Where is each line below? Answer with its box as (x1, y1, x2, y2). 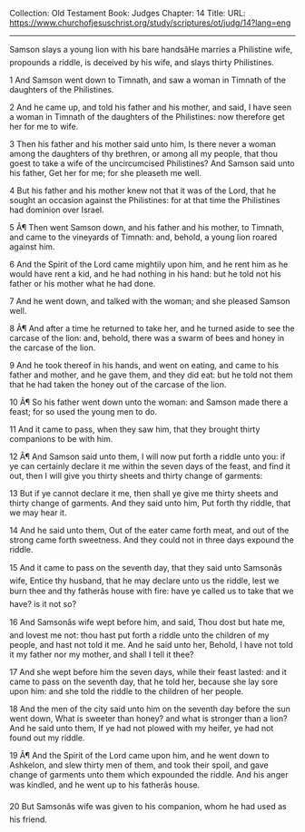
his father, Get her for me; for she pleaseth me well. (9, 168, 202, 178)
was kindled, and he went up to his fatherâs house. (9, 779, 201, 790)
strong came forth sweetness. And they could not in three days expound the (9, 534, 295, 545)
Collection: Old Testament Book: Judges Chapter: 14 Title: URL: (9, 8, 246, 18)
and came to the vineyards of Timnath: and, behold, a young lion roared (9, 231, 278, 242)
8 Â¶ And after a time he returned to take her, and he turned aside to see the (9, 323, 295, 334)
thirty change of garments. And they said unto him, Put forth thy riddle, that (9, 498, 291, 508)
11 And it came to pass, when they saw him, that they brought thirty (9, 424, 261, 435)
